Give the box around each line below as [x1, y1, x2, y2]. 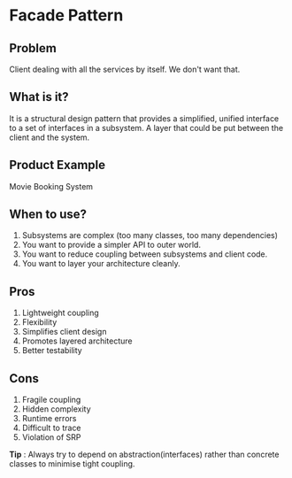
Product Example [9, 158, 106, 173]
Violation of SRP [21, 432, 81, 443]
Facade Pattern [9, 5, 124, 26]
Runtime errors [21, 413, 77, 424]
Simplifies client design [21, 327, 107, 337]
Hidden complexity [21, 404, 91, 414]
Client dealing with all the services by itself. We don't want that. [9, 64, 241, 74]
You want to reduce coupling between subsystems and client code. [21, 249, 268, 259]
